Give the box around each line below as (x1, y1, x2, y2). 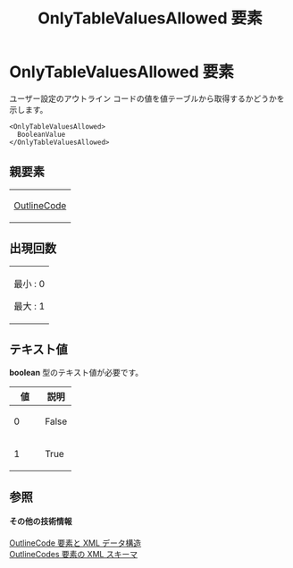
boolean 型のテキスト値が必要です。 (9, 368, 144, 378)
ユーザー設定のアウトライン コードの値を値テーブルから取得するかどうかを (9, 93, 285, 104)
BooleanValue (17, 130, 66, 139)
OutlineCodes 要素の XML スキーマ (9, 548, 138, 559)
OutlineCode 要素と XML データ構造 (9, 538, 142, 548)
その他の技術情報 (9, 516, 72, 527)
